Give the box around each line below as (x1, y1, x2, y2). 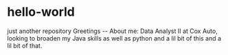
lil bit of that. (7, 41, 43, 49)
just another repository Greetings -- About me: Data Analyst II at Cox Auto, (7, 27, 218, 35)
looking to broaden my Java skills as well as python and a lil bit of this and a (7, 34, 222, 42)
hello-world (7, 4, 76, 20)
